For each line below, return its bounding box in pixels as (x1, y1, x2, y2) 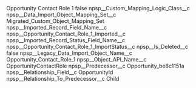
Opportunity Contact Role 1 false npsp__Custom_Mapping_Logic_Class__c (6, 5, 190, 11)
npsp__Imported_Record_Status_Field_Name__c (6, 37, 126, 43)
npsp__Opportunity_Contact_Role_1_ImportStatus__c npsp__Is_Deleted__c (6, 43, 189, 50)
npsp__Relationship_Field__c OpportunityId (6, 69, 113, 76)
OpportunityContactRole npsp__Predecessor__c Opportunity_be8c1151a (6, 62, 184, 69)
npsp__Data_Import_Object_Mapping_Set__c (6, 11, 117, 18)
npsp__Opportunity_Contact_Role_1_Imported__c (6, 30, 126, 37)
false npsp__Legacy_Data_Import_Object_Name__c (6, 49, 132, 57)
